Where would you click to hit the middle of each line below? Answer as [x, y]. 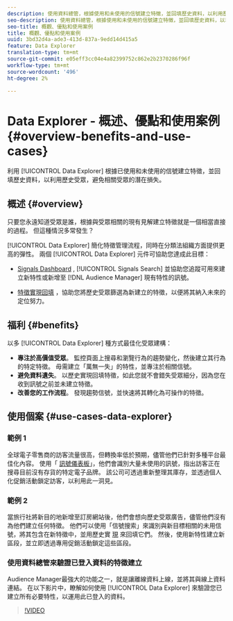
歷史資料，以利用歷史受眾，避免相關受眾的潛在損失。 [89, 180]
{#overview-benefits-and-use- [99, 136]
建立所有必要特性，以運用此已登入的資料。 [68, 597]
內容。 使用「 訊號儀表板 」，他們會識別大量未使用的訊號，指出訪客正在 [120, 463]
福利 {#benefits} [43, 325]
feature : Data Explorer [42, 46]
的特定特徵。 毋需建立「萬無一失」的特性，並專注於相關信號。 [106, 366]
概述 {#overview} [45, 203]
